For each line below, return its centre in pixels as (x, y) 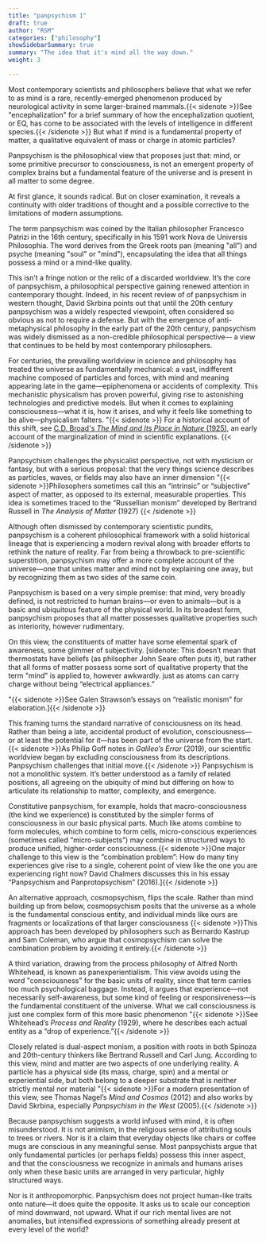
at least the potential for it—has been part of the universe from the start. (135, 740)
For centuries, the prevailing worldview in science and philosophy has (122, 360)
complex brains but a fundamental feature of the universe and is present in (130, 172)
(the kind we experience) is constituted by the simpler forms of (111, 814)
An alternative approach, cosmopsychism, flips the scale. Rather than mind (131, 897)
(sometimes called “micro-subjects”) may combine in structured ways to (127, 840)
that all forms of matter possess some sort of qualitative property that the (128, 667)
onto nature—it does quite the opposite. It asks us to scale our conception (129, 1204)
